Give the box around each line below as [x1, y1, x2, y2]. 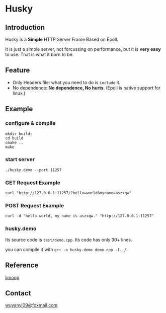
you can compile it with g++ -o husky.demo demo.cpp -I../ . [5, 246, 128, 252]
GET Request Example [5, 179, 60, 186]
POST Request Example [5, 202, 64, 209]
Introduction [5, 23, 45, 32]
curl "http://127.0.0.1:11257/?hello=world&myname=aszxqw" [5, 191, 132, 196]
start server [5, 156, 35, 163]
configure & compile [5, 120, 56, 127]
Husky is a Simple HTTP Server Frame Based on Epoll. [5, 36, 118, 42]
